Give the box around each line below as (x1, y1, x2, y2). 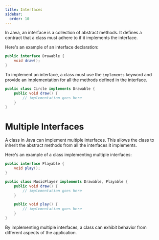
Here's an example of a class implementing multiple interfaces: (5, 152, 132, 158)
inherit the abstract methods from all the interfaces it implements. (5, 142, 137, 148)
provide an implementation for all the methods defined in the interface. (5, 77, 148, 83)
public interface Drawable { (5, 54, 65, 59)
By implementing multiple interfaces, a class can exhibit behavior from (5, 224, 147, 230)
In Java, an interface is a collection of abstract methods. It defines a (5, 30, 142, 36)
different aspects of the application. (5, 229, 77, 235)
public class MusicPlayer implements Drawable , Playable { (5, 179, 128, 184)
